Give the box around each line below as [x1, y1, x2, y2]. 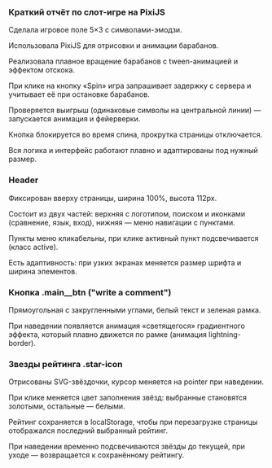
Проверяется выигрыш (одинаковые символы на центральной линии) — [8, 105, 261, 116]
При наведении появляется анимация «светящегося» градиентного [8, 321, 246, 330]
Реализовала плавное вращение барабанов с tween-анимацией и [8, 56, 239, 67]
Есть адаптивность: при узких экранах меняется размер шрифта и [8, 257, 242, 267]
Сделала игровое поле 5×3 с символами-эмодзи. [8, 25, 182, 35]
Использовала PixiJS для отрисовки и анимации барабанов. [8, 41, 219, 50]
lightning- [208, 329, 242, 339]
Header [8, 174, 39, 186]
